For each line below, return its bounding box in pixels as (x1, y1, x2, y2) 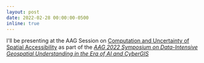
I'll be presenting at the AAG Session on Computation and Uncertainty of (6, 37, 190, 45)
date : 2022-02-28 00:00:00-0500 (6, 15, 89, 21)
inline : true (6, 20, 40, 26)
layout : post (6, 9, 40, 15)
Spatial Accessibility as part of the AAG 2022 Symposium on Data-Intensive (6, 43, 198, 51)
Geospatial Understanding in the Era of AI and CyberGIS (6, 50, 149, 57)
